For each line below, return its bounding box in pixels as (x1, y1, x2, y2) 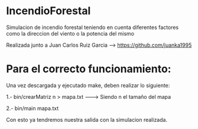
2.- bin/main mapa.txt (6, 105, 59, 112)
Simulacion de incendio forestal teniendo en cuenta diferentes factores (6, 24, 179, 31)
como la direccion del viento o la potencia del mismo (6, 30, 135, 37)
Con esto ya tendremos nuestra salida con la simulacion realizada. (6, 116, 167, 123)
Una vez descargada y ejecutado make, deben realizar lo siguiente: (6, 82, 170, 89)
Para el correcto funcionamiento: (6, 62, 171, 76)
